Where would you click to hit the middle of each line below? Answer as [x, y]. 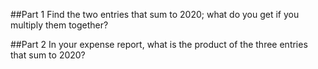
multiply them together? [59, 25]
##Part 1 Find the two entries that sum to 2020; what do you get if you [155, 14]
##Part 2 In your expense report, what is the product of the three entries [159, 44]
